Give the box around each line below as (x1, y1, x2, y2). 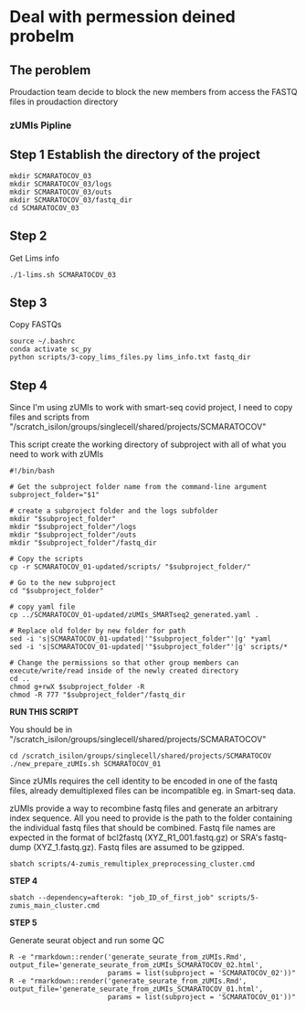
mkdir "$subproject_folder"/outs (9, 530, 137, 540)
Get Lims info (9, 252, 59, 263)
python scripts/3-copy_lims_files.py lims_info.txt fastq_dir (9, 353, 251, 362)
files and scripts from (9, 411, 90, 422)
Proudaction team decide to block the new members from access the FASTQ (9, 87, 298, 97)
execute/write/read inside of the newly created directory (9, 666, 239, 676)
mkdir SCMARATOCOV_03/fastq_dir (9, 195, 132, 205)
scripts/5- (217, 893, 259, 902)
